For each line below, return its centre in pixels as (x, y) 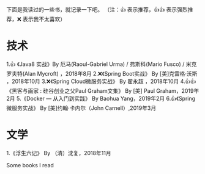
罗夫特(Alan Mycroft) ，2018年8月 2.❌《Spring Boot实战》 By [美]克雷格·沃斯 (102, 73)
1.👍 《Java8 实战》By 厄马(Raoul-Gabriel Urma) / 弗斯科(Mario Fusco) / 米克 (102, 64)
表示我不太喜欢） (44, 19)
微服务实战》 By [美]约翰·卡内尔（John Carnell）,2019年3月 (81, 108)
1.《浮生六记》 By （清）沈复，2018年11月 (59, 153)
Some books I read (30, 165)
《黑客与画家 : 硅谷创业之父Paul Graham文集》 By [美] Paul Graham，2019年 (103, 90)
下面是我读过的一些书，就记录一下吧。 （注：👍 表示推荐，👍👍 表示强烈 (97, 9)
